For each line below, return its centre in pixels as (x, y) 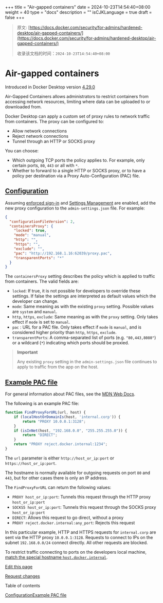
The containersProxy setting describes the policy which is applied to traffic (80, 276)
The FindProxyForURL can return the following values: (58, 487)
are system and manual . (35, 312)
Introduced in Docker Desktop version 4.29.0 (50, 87)
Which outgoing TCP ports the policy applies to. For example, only (78, 160)
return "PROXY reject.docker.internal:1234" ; (61, 444)
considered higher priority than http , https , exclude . (64, 333)
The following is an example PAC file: (42, 404)
